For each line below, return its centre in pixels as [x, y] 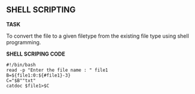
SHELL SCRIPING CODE [36, 54]
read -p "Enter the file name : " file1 [57, 70]
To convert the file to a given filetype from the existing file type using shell [98, 36]
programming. [24, 42]
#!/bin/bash [21, 65]
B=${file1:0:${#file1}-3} [38, 75]
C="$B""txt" [21, 80]
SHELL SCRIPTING [41, 10]
